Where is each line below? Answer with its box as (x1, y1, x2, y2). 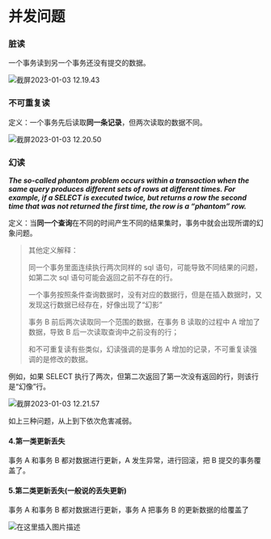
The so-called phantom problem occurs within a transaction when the (8, 175, 249, 186)
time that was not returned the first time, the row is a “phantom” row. (8, 201, 247, 211)
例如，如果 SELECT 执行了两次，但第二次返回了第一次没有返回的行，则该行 (8, 372, 259, 381)
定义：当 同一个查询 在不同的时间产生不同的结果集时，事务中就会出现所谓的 (8, 218, 256, 228)
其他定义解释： (28, 246, 78, 255)
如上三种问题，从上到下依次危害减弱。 (8, 416, 136, 426)
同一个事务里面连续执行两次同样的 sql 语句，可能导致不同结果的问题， (28, 263, 263, 272)
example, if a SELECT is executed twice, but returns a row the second (8, 193, 247, 203)
